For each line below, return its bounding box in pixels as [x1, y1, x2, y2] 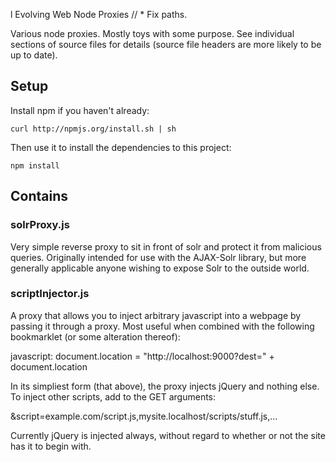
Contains [10, 188, 68, 205]
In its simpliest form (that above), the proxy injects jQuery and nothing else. [10, 380, 320, 392]
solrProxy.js [10, 218, 70, 232]
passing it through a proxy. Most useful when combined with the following [10, 320, 315, 332]
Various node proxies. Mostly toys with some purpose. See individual [10, 28, 295, 39]
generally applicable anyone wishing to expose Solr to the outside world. [10, 262, 310, 274]
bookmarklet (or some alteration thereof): [10, 330, 181, 343]
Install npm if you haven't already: [10, 104, 150, 116]
